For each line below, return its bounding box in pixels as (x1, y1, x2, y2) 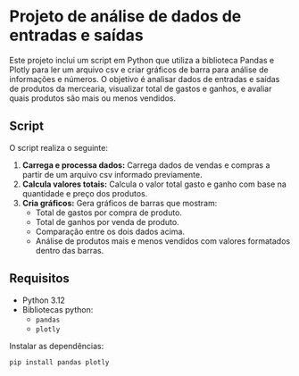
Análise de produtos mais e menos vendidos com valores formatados (35, 235, 291, 246)
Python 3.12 (21, 295, 65, 305)
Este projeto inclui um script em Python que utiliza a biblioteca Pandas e (9, 54, 275, 65)
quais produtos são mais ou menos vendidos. (9, 92, 177, 104)
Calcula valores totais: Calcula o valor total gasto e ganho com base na (21, 179, 287, 189)
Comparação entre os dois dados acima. (35, 226, 186, 237)
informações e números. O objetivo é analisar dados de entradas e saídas (9, 73, 280, 84)
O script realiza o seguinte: (9, 142, 109, 153)
